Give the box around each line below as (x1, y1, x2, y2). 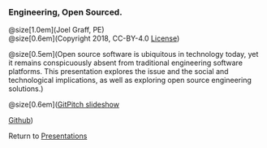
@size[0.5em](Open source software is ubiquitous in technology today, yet (8, 50, 259, 59)
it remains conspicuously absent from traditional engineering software (8, 58, 243, 67)
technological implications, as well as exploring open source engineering (8, 76, 252, 85)
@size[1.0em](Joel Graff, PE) (8, 25, 105, 35)
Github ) (8, 115, 34, 125)
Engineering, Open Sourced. (8, 7, 123, 18)
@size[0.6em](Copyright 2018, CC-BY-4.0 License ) (8, 33, 180, 43)
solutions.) (8, 84, 44, 94)
